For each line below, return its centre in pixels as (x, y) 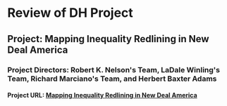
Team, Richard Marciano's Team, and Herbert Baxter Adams (112, 79)
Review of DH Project (70, 13)
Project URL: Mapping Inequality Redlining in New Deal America (102, 95)
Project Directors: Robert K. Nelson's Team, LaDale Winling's (114, 69)
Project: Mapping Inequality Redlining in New (108, 39)
